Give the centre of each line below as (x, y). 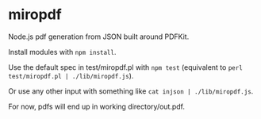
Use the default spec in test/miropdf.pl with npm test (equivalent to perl (126, 67)
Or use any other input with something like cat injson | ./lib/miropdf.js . (131, 91)
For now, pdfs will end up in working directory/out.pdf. (96, 106)
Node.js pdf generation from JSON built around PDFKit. (99, 36)
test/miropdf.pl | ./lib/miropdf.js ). (71, 75)
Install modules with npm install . (62, 52)
